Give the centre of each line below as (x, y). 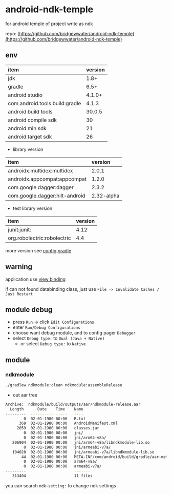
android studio (25, 95)
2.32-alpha (105, 195)
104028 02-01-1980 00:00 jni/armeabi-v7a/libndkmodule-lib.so (83, 452)
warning (19, 267)
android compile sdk (33, 120)
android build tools (30, 111)
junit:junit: (20, 229)
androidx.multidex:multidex (40, 170)
